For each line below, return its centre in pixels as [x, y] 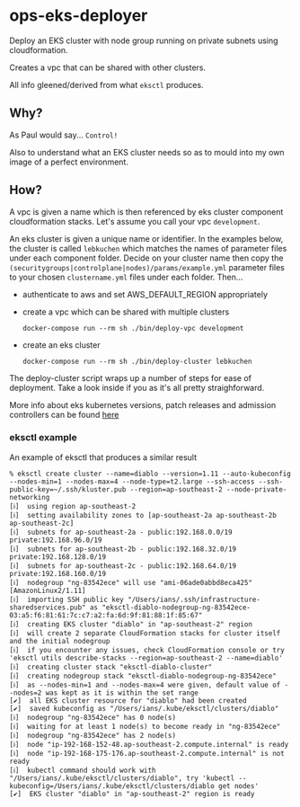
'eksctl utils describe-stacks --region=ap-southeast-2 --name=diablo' [146, 658]
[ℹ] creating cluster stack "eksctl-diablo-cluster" [111, 667]
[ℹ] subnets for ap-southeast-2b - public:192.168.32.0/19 [123, 549]
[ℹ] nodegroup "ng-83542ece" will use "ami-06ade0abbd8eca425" [131, 582]
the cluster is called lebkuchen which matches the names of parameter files [148, 248]
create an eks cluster [61, 345]
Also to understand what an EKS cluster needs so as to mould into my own [147, 152]
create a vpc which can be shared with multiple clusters [126, 312]
